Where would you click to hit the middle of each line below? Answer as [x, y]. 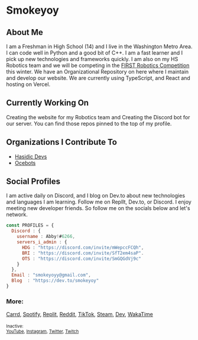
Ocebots [25, 163]
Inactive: [15, 326]
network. [17, 215]
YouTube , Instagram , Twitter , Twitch [43, 332]
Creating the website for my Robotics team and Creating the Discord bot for [98, 117]
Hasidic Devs [31, 156]
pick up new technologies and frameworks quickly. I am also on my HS [92, 59]
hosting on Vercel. [28, 84]
